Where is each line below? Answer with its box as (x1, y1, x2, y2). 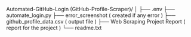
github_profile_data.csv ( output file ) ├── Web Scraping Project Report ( (6, 18, 186, 25)
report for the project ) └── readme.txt (6, 24, 102, 31)
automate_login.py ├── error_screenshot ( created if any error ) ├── (6, 12, 176, 19)
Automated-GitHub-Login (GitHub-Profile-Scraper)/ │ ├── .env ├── (6, 6, 175, 12)
